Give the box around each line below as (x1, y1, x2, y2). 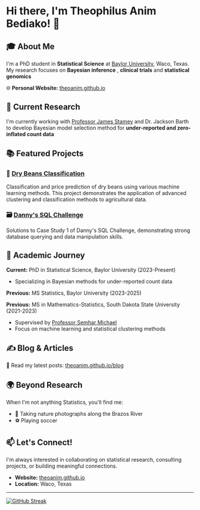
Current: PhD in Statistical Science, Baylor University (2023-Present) (6, 266, 176, 273)
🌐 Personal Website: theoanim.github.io (6, 85, 105, 91)
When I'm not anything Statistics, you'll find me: (6, 398, 124, 406)
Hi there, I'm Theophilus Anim (6, 4, 157, 18)
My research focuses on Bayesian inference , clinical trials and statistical (6, 67, 190, 73)
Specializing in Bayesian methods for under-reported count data (14, 277, 173, 285)
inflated (6, 130, 26, 138)
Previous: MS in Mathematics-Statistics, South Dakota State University (6, 301, 180, 308)
